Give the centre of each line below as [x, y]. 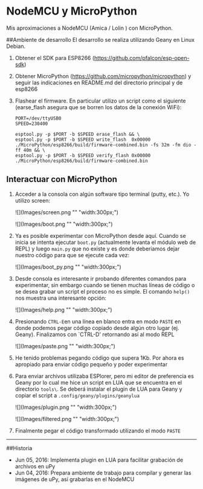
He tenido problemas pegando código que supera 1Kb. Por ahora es [99, 358]
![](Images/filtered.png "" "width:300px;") [67, 419]
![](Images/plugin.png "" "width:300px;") [66, 407]
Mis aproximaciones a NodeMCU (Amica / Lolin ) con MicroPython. [90, 28]
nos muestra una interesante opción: [61, 298]
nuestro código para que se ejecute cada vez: [72, 255]
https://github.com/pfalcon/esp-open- [142, 58]
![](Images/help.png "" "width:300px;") [64, 309]
